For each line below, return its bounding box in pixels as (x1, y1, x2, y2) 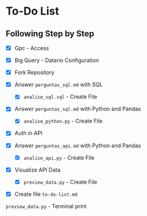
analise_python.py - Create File (23, 117, 103, 125)
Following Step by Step (5, 29, 95, 39)
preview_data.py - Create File (23, 178, 98, 186)
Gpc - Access (14, 44, 49, 52)
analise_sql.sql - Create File (23, 93, 98, 101)
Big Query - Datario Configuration (14, 56, 100, 64)
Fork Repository (14, 69, 55, 76)
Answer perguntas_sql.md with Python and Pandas (14, 105, 141, 113)
